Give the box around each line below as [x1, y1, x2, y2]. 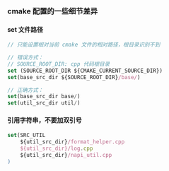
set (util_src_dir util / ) [7, 100, 81, 107]
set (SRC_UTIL [7, 132, 46, 139]
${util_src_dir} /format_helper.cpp [20, 138, 125, 146]
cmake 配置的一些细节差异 [7, 6, 98, 16]
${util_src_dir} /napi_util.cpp [20, 151, 112, 158]
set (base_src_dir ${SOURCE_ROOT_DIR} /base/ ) [7, 73, 141, 81]
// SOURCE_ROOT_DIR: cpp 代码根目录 [7, 60, 110, 68]
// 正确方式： [7, 86, 44, 93]
